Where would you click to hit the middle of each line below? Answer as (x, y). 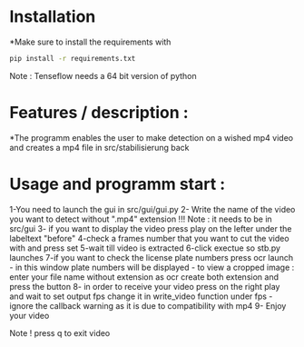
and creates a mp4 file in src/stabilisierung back (99, 147)
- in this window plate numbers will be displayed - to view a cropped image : (152, 267)
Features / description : (99, 113)
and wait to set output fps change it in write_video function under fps (138, 296)
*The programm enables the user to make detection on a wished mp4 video (151, 137)
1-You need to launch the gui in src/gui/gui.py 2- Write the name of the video (152, 209)
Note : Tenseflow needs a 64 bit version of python (103, 75)
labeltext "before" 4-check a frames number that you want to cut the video (149, 238)
